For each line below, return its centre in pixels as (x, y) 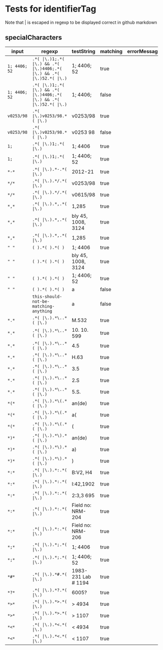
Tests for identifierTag (51, 9)
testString (84, 51)
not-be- (41, 301)
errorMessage (144, 51)
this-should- (47, 296)
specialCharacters (33, 38)
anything (42, 311)
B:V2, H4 (82, 472)
